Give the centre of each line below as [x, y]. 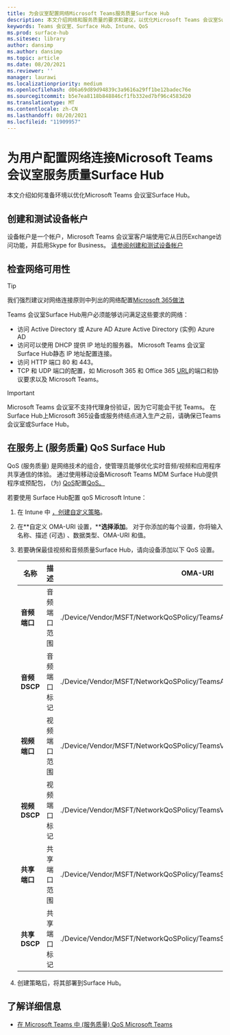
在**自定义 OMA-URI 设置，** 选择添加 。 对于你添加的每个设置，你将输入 [120, 526]
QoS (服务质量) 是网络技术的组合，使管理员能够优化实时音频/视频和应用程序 [114, 465]
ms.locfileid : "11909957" [44, 122]
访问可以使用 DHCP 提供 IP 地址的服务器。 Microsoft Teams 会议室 [111, 345]
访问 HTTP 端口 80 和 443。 [57, 362]
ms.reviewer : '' [30, 71]
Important [21, 393]
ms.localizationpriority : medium [55, 84]
